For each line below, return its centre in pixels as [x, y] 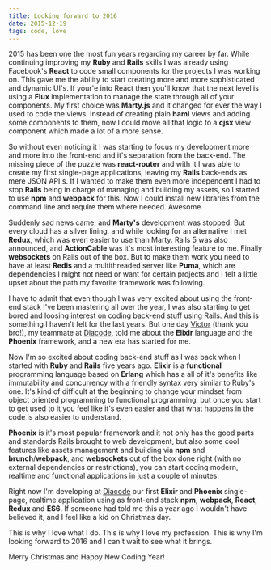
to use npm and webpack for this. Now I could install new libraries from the [134, 198]
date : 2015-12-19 [38, 23]
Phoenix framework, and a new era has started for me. [100, 341]
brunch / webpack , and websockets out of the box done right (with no [125, 458]
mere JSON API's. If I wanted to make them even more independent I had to [135, 181]
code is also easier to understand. [65, 417]
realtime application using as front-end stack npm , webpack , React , [143, 500]
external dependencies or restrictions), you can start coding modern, [123, 467]
